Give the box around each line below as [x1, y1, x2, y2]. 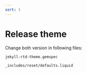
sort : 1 [5, 7, 21, 12]
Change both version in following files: [5, 45, 83, 51]
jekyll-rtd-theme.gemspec [5, 54, 58, 59]
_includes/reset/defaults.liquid [5, 63, 73, 68]
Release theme [5, 28, 67, 39]
